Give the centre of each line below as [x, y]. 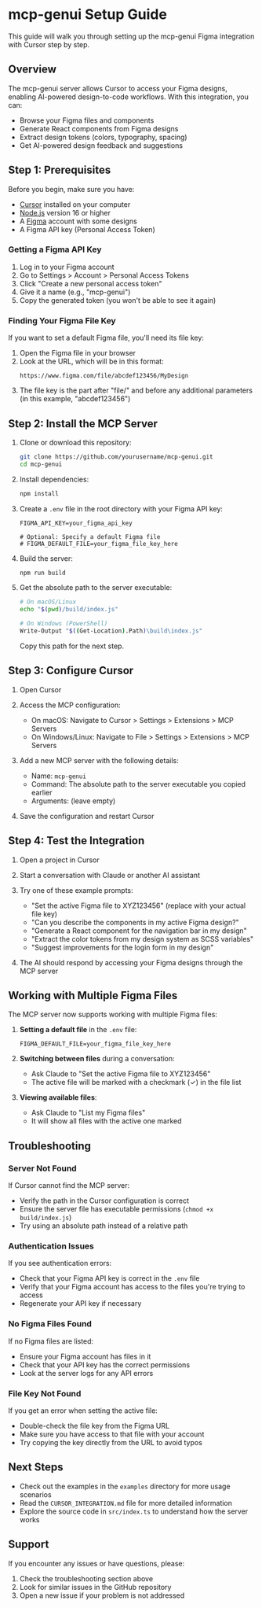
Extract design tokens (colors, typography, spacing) [103, 137]
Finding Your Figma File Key [62, 320]
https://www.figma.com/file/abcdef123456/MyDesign [104, 376]
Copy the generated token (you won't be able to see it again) [118, 300]
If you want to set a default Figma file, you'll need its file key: [106, 338]
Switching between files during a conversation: [97, 1059]
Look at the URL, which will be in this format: [91, 361]
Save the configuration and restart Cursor [87, 816]
